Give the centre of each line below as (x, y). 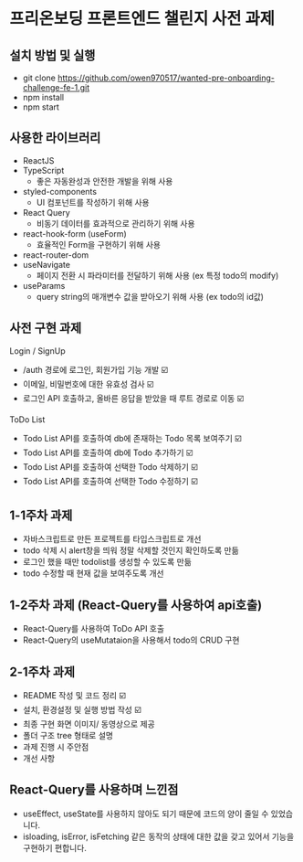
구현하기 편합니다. (54, 847)
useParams (44, 285)
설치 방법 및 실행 (52, 55)
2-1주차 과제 (42, 671)
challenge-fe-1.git (56, 87)
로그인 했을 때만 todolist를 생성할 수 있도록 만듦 (107, 562)
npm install (43, 97)
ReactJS (38, 160)
